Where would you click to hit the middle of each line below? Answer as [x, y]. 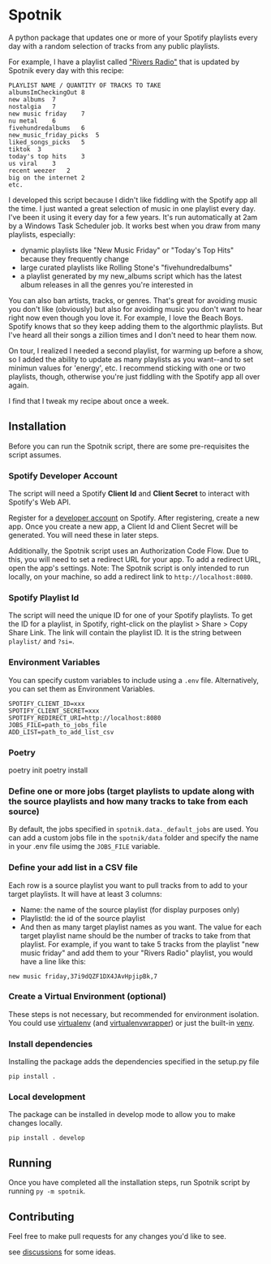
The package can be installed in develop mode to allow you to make [122, 1115]
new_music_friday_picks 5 [54, 135]
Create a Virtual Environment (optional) [87, 997]
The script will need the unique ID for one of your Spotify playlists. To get [131, 616]
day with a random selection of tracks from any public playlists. [114, 45]
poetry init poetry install [48, 770]
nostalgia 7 [32, 106]
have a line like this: [53, 961]
